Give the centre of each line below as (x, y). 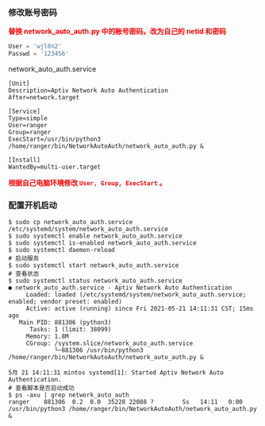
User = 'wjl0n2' (35, 46)
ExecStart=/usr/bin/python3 (55, 139)
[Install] (25, 161)
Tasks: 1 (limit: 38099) (70, 330)
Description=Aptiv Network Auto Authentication (88, 91)
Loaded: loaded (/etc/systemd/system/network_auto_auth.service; (136, 295)
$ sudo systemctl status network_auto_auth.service (95, 281)
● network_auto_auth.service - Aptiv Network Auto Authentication (120, 288)
